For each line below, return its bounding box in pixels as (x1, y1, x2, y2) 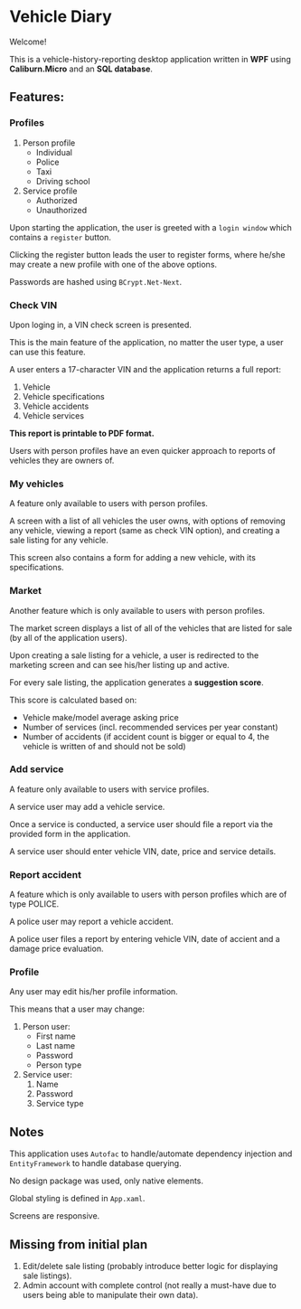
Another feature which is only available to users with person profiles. (9, 605, 265, 616)
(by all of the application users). (9, 632, 128, 643)
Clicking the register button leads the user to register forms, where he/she (9, 249, 286, 259)
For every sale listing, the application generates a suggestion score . (9, 676, 264, 688)
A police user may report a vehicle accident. (9, 916, 174, 928)
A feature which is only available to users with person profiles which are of (9, 889, 287, 900)
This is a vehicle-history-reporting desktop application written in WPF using (9, 53, 291, 64)
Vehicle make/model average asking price (22, 711, 179, 722)
